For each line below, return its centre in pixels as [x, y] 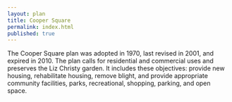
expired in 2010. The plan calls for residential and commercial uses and [110, 61]
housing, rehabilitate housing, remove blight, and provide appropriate [108, 76]
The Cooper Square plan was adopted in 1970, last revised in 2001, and [110, 53]
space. [17, 91]
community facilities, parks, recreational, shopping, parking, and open [109, 83]
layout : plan [26, 14]
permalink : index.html [41, 27]
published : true [31, 33]
